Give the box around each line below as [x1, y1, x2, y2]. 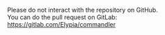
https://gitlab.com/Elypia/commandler [7, 21, 116, 28]
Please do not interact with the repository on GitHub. [7, 6, 158, 14]
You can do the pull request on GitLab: [7, 13, 118, 21]
